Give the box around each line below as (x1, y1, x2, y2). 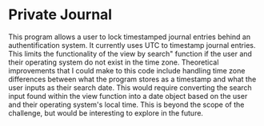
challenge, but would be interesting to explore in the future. (8, 108, 204, 117)
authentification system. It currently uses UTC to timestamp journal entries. (8, 40, 256, 49)
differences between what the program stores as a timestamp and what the (8, 74, 257, 84)
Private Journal (8, 6, 113, 24)
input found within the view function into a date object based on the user (8, 91, 248, 100)
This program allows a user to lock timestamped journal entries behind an (8, 32, 250, 41)
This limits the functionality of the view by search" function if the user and (8, 49, 252, 58)
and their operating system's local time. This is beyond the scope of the (8, 100, 245, 109)
